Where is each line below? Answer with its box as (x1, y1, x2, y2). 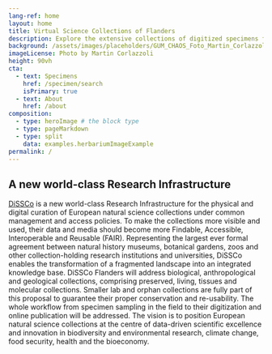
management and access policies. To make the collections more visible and (8, 216, 261, 226)
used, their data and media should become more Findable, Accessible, (8, 224, 244, 235)
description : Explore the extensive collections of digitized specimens (8, 34, 259, 43)
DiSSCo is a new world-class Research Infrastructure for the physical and (8, 199, 253, 209)
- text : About (15, 95, 63, 103)
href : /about (23, 102, 67, 110)
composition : (8, 110, 53, 118)
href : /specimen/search (23, 79, 104, 87)
